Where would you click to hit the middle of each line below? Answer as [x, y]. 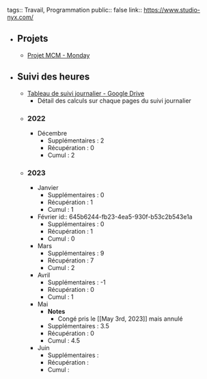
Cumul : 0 [61, 239]
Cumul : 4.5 [64, 341]
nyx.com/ [20, 17]
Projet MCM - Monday [58, 55]
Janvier [48, 188]
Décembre [52, 133]
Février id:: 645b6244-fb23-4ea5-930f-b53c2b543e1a [115, 217]
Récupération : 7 [71, 260]
